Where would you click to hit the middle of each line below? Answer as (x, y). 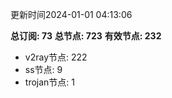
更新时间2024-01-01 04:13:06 (71, 14)
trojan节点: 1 (49, 82)
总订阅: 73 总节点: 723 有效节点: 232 (86, 36)
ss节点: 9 (43, 69)
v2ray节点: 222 (56, 57)
